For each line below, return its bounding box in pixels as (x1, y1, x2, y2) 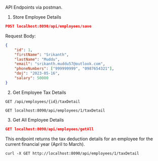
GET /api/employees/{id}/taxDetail (5, 99, 81, 104)
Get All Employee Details (12, 117, 64, 123)
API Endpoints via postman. (5, 5, 63, 10)
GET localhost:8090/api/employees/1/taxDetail (5, 108, 105, 113)
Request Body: (5, 33, 36, 39)
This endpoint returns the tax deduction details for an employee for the (5, 136, 153, 142)
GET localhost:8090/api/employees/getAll (5, 126, 94, 132)
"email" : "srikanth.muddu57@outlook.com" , (14, 62, 105, 67)
